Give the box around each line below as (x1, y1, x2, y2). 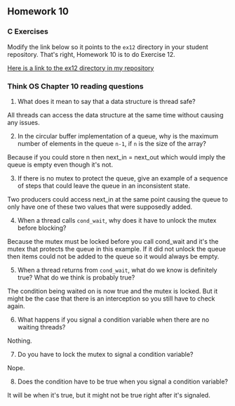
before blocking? (17, 223, 67, 232)
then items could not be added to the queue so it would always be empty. (7, 252, 220, 261)
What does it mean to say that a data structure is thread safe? (17, 97, 196, 105)
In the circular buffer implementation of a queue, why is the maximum (17, 131, 219, 140)
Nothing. (7, 336, 33, 345)
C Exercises (7, 27, 49, 37)
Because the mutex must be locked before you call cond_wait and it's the (7, 237, 219, 245)
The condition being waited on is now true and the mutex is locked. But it (7, 287, 218, 295)
